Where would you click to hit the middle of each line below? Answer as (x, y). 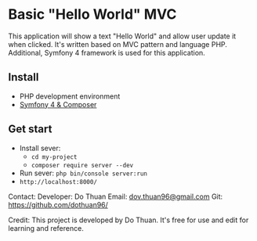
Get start (30, 129)
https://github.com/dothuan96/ (58, 204)
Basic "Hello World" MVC (92, 14)
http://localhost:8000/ (58, 182)
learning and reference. (46, 228)
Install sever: (40, 148)
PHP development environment (70, 96)
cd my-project (54, 157)
